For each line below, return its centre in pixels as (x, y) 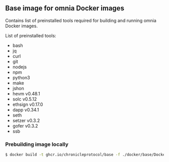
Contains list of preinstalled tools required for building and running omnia (81, 20)
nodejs (19, 67)
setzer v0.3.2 (26, 120)
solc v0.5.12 (25, 99)
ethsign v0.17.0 (28, 104)
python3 (21, 77)
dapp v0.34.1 (26, 110)
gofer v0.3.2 (25, 126)
